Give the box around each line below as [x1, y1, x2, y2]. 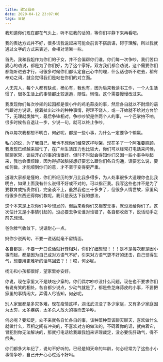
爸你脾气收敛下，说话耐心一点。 [5, 226, 69, 231]
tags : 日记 [5, 16, 26, 21]
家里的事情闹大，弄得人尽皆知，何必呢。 [5, 291, 86, 297]
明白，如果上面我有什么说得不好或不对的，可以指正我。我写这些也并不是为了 [5, 181, 158, 186]
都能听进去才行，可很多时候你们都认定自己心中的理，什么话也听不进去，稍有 [5, 69, 158, 75]
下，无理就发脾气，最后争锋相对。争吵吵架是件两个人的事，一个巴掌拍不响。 [5, 113, 158, 119]
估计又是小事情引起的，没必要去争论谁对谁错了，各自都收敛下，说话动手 [9, 209, 154, 215]
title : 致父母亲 [5, 7, 35, 12]
